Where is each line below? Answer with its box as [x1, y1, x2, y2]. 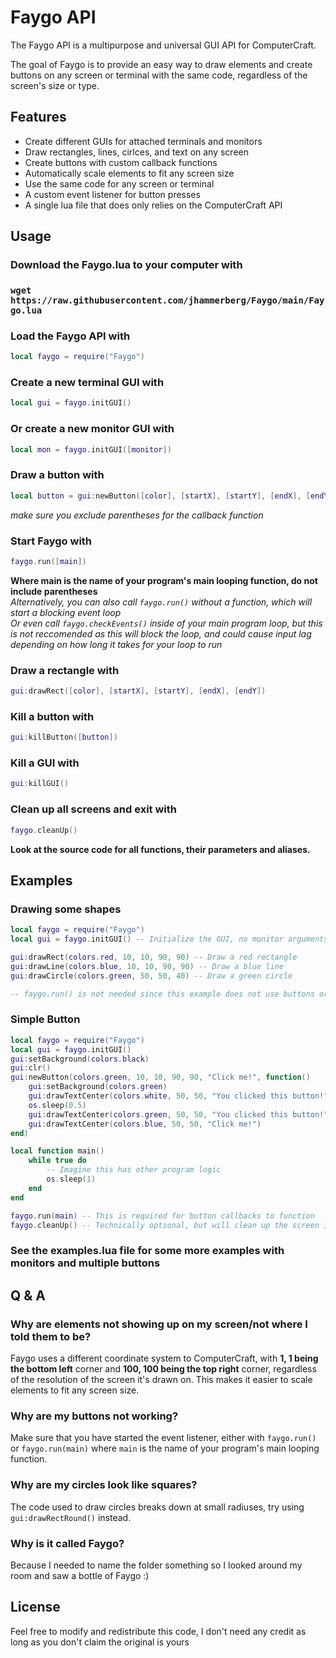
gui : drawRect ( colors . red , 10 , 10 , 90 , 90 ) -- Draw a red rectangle [10, 952, 298, 962]
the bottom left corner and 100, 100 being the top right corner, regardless [10, 1363, 317, 1375]
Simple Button [10, 1012, 81, 1026]
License [10, 1599, 61, 1616]
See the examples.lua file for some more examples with [10, 1244, 285, 1258]
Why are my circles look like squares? [10, 1478, 198, 1492]
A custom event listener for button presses [24, 188, 201, 200]
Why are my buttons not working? [10, 1409, 179, 1423]
